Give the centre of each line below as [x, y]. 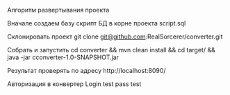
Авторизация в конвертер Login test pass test [74, 84]
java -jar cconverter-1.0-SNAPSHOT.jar [63, 57]
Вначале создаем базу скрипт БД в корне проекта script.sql [97, 23]
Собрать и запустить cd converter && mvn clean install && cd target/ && [111, 50]
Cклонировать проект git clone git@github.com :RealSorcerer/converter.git [115, 36]
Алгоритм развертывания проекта [58, 10]
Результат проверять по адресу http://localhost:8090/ [87, 71]
